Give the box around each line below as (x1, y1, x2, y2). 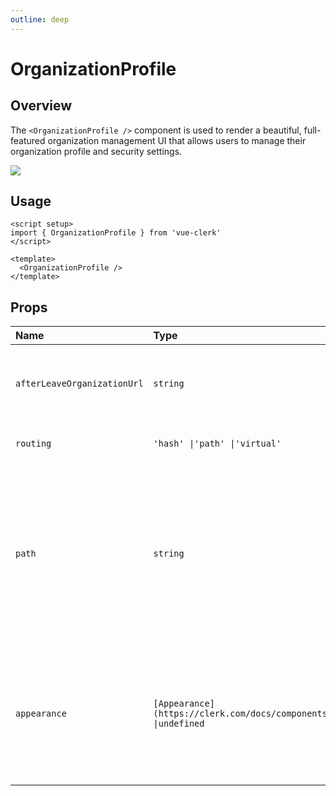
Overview (10, 97, 73, 115)
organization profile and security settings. (10, 145, 183, 157)
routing (15, 438, 52, 450)
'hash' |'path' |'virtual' (153, 438, 282, 450)
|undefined (153, 718, 205, 730)
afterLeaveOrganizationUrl (15, 378, 144, 390)
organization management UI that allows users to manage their (47, 134, 307, 146)
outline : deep (10, 14, 70, 25)
